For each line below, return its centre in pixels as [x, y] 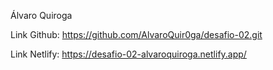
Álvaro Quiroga [41, 15]
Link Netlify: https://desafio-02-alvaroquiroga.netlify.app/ [128, 54]
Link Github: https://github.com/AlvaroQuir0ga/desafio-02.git [136, 34]
